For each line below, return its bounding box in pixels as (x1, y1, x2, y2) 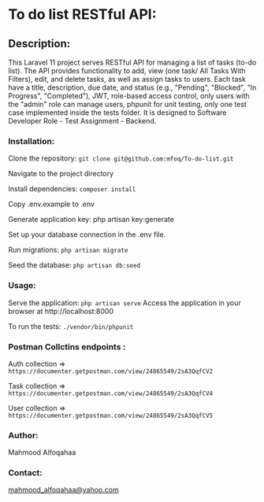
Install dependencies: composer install (8, 184, 136, 194)
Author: (8, 430, 39, 441)
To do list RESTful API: (8, 6, 157, 24)
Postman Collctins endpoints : (8, 341, 126, 352)
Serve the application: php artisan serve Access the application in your (8, 297, 242, 308)
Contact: (8, 467, 43, 478)
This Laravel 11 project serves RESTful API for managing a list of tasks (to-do (8, 57, 257, 67)
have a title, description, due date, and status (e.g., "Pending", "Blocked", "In (8, 83, 257, 92)
